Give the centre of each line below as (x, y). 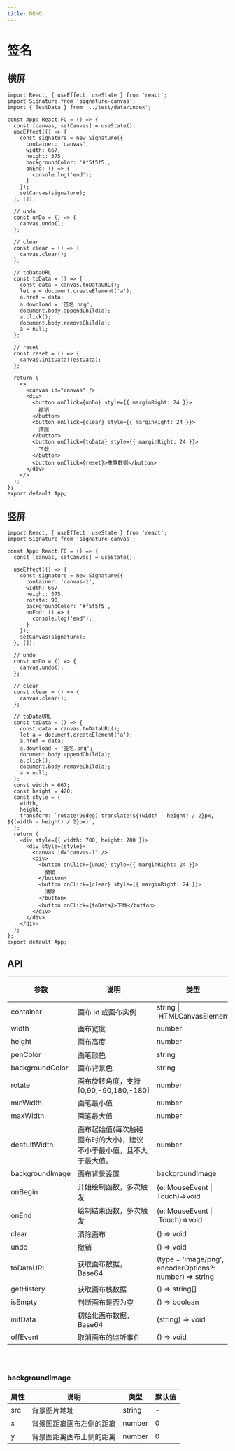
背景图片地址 (53, 1410)
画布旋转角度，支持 (109, 1082)
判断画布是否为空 (106, 1303)
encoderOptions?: (186, 1268)
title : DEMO (24, 14)
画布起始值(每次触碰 (111, 1129)
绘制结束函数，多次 (109, 1211)
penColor (26, 1055)
